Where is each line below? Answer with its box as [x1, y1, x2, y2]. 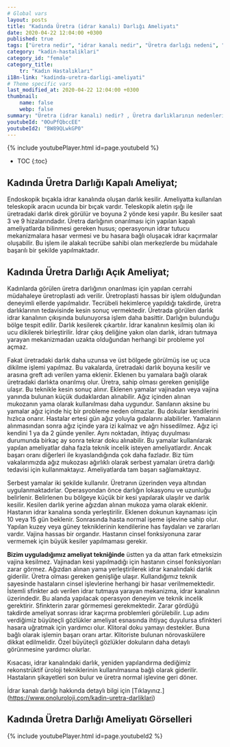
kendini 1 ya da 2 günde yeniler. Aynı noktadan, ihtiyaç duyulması [7, 429, 190, 437]
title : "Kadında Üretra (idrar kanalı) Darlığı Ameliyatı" [7, 23, 179, 30]
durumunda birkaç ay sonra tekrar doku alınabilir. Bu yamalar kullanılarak [7, 437, 212, 444]
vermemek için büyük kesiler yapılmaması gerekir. [7, 537, 148, 545]
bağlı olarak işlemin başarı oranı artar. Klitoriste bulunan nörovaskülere [7, 631, 205, 639]
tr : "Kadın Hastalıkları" [19, 67, 94, 74]
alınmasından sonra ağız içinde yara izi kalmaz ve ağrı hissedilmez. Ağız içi [7, 422, 218, 430]
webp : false [19, 106, 53, 113]
